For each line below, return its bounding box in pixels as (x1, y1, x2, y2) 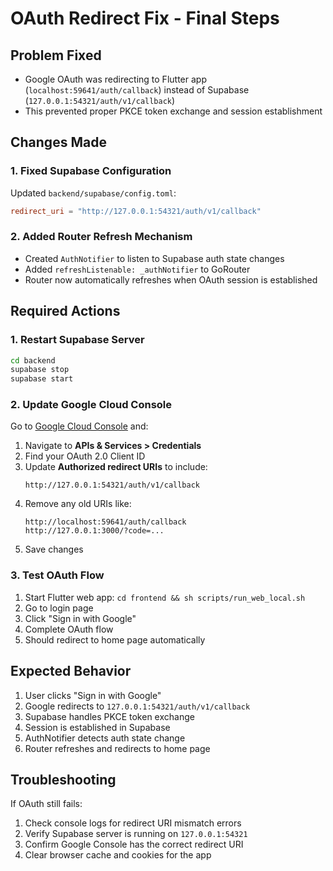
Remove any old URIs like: (24, 498, 132, 510)
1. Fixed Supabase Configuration (10, 164, 172, 178)
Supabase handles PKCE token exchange (24, 710, 195, 722)
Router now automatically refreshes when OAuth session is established (24, 273, 318, 286)
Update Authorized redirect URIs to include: (24, 461, 208, 473)
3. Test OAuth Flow (10, 568, 105, 582)
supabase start (10, 374, 74, 384)
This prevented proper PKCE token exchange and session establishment (24, 105, 323, 117)
